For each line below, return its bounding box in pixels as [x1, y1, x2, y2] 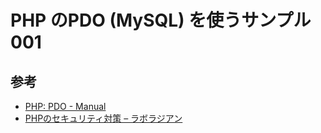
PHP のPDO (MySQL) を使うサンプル [10, 9, 312, 32]
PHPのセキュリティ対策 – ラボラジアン [24, 112, 183, 124]
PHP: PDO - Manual [24, 101, 107, 112]
